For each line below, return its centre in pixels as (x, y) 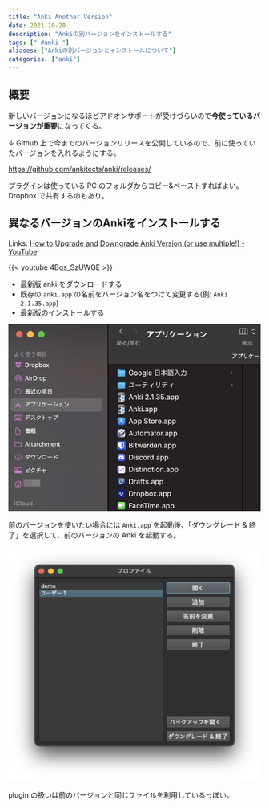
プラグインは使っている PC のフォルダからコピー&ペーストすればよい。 (126, 186)
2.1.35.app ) (39, 303)
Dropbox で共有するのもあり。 (59, 195)
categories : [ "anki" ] (44, 59)
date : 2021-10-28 (37, 25)
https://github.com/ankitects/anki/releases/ (80, 169)
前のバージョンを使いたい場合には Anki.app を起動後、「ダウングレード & (128, 525)
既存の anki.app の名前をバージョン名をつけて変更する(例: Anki (124, 294)
